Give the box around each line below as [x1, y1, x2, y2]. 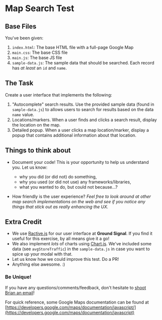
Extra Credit [5, 218, 42, 226]
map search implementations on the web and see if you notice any [12, 198, 146, 204]
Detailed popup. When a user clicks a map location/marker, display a [12, 127, 149, 133]
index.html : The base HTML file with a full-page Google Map [12, 45, 134, 50]
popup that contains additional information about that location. [12, 132, 137, 138]
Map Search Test [5, 3, 74, 14]
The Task [5, 79, 34, 87]
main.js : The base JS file [12, 55, 62, 61]
